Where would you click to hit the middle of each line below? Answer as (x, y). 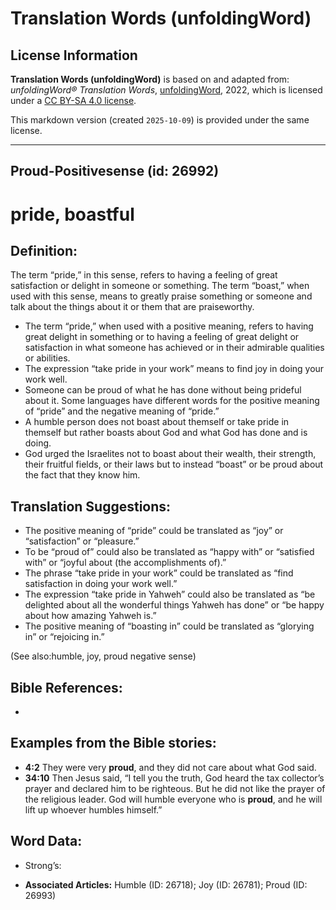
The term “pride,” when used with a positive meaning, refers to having (169, 326)
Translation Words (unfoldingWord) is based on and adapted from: (150, 79)
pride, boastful (72, 214)
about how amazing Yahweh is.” (90, 616)
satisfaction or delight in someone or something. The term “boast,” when (160, 286)
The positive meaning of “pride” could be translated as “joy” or (154, 531)
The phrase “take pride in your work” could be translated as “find (159, 573)
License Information (74, 55)
